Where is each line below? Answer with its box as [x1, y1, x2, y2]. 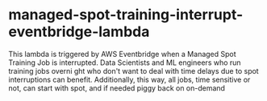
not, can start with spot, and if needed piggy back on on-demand [8, 83, 226, 93]
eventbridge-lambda [8, 22, 150, 41]
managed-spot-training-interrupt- [8, 6, 244, 24]
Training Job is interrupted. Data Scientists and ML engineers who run [8, 58, 241, 67]
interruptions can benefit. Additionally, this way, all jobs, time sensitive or [8, 75, 251, 84]
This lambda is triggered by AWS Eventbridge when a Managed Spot [8, 49, 236, 59]
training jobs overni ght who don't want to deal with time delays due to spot [8, 66, 260, 75]
